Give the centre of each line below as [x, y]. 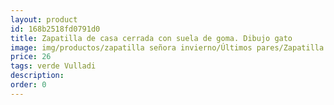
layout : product [44, 19]
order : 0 [28, 85]
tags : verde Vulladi [53, 66]
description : [37, 76]
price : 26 [31, 57]
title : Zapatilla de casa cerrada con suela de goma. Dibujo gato [151, 38]
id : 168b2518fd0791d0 [55, 29]
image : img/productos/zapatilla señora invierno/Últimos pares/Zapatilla [167, 47]
